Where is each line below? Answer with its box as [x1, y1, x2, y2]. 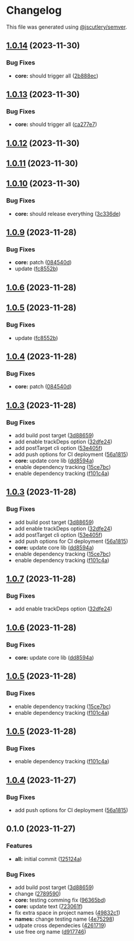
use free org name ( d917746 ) [14, 928, 86, 936]
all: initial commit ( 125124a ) [14, 855, 82, 862]
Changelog [6, 4, 62, 17]
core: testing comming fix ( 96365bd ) [14, 896, 106, 904]
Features [6, 842, 33, 850]
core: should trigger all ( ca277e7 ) [14, 121, 97, 128]
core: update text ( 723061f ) [14, 903, 83, 910]
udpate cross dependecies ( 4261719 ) [14, 922, 106, 929]
